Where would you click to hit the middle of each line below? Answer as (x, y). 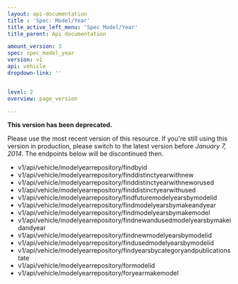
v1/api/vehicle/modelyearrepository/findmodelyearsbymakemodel (114, 213)
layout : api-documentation (47, 14)
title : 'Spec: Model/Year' (49, 21)
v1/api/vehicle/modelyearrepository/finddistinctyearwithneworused (116, 182)
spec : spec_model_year (41, 53)
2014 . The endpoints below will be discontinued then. (86, 154)
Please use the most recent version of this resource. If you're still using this (118, 138)
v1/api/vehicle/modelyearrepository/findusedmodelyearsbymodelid (116, 243)
